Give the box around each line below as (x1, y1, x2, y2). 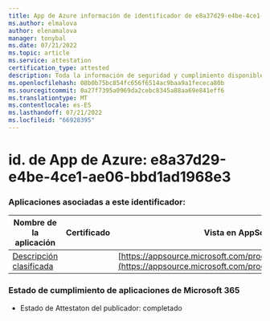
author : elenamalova (8, 26, 78, 35)
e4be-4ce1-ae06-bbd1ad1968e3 (8, 168, 231, 186)
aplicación (14, 238, 56, 249)
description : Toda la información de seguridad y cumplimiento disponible (8, 71, 264, 79)
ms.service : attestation (8, 57, 92, 65)
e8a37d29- (149, 151, 227, 169)
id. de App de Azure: (8, 151, 148, 169)
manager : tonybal (8, 34, 67, 43)
